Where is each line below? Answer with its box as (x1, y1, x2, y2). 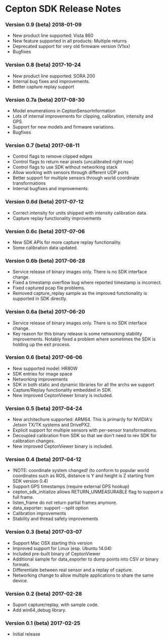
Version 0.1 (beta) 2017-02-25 (5, 619, 81, 626)
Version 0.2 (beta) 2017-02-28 (5, 590, 82, 597)
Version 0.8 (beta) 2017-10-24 (5, 61, 81, 68)
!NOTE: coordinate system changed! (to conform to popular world (12, 467, 149, 474)
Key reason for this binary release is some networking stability (12, 330, 142, 336)
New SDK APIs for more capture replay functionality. (12, 239, 122, 245)
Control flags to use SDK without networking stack (12, 164, 118, 170)
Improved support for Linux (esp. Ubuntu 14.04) (12, 545, 112, 551)
